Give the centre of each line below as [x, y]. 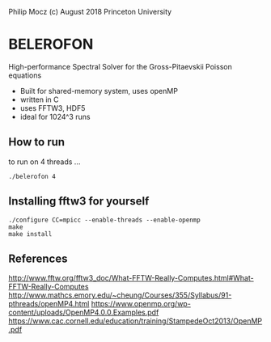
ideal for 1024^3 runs [55, 116]
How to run [37, 142]
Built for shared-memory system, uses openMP [99, 91]
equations [25, 75]
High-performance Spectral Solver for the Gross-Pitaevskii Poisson [120, 66]
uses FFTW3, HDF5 [53, 108]
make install [30, 234]
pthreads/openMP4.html [49, 304]
